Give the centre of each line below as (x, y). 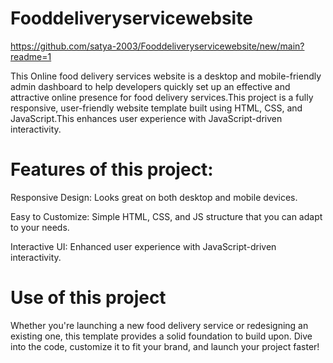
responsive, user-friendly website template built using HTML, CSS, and (156, 108)
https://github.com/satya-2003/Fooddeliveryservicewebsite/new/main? (157, 46)
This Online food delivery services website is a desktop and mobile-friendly (166, 76)
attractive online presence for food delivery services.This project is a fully (162, 97)
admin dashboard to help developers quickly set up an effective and (150, 86)
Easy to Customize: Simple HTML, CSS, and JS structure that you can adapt (166, 216)
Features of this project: (112, 169)
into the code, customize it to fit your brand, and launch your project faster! (165, 346)
